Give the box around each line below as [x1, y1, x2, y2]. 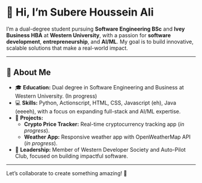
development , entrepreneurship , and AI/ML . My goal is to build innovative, [6, 38, 194, 45]
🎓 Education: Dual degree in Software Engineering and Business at [14, 83, 185, 91]
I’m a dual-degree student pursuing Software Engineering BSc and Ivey [6, 25, 185, 32]
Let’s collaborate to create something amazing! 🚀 [6, 169, 127, 176]
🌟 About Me [6, 67, 51, 77]
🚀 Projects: [14, 114, 43, 121]
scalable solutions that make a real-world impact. [6, 44, 128, 52]
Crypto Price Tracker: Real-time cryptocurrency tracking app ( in [23, 120, 185, 128]
